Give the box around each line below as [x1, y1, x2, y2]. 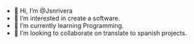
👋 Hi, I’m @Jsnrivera [13, 7, 73, 15]
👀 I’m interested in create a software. [13, 14, 120, 22]
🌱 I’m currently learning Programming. [13, 22, 124, 29]
